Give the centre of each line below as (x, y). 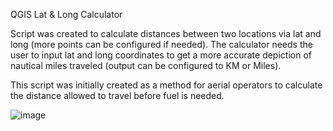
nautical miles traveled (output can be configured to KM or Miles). (146, 65)
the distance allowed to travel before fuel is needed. (117, 95)
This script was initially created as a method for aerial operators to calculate (166, 85)
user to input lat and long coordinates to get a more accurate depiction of (161, 55)
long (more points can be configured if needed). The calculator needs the (161, 44)
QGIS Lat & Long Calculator (66, 14)
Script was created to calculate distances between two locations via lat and (166, 33)
